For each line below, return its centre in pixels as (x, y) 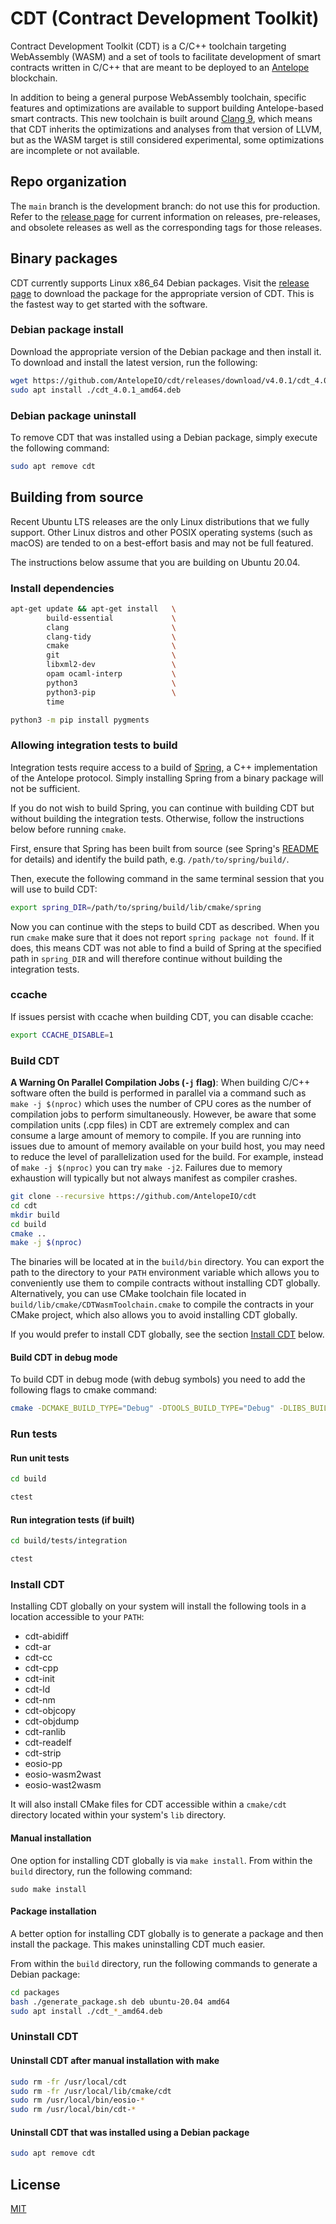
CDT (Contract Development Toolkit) (165, 18)
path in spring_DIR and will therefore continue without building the (146, 958)
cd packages (35, 1992)
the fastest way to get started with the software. (109, 304)
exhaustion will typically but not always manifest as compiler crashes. (154, 1178)
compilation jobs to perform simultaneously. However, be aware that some (163, 1114)
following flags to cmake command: (84, 1390)
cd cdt (24, 1205)
